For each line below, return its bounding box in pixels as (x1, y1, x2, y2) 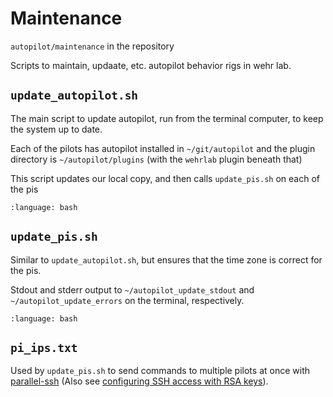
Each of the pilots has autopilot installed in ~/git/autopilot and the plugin (10, 142, 316, 154)
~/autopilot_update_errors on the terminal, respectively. (10, 294, 245, 306)
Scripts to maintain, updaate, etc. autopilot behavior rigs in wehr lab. (10, 59, 292, 71)
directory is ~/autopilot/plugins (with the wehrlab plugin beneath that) (10, 153, 303, 165)
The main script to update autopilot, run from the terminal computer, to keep (10, 112, 324, 124)
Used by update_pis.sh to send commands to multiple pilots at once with (10, 365, 310, 377)
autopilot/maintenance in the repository (10, 40, 175, 52)
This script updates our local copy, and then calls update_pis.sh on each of (10, 172, 320, 184)
